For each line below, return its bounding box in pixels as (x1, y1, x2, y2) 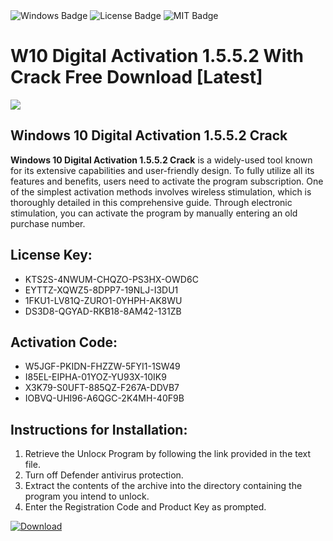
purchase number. (10, 217, 86, 229)
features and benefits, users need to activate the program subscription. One (10, 175, 324, 187)
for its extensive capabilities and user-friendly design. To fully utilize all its (10, 164, 315, 176)
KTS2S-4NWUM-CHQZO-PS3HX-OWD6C (24, 273, 199, 285)
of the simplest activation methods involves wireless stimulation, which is (10, 185, 312, 198)
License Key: (10, 247, 93, 264)
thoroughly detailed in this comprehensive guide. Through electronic (10, 196, 293, 208)
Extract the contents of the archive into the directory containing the (24, 480, 303, 492)
